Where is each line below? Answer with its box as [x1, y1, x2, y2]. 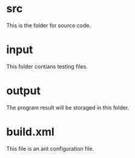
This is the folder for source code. [6, 22, 91, 29]
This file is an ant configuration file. [6, 145, 94, 152]
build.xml [6, 125, 54, 139]
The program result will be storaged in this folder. [6, 104, 130, 111]
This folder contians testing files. [6, 63, 88, 70]
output [6, 84, 41, 98]
